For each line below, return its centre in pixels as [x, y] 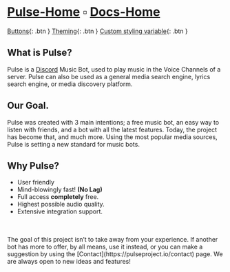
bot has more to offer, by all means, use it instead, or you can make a [105, 247]
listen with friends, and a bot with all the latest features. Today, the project [112, 129]
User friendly [36, 182]
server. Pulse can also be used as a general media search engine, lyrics [109, 76]
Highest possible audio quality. [61, 205]
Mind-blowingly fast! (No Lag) [60, 189]
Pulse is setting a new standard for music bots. [73, 144]
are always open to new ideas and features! [69, 262]
